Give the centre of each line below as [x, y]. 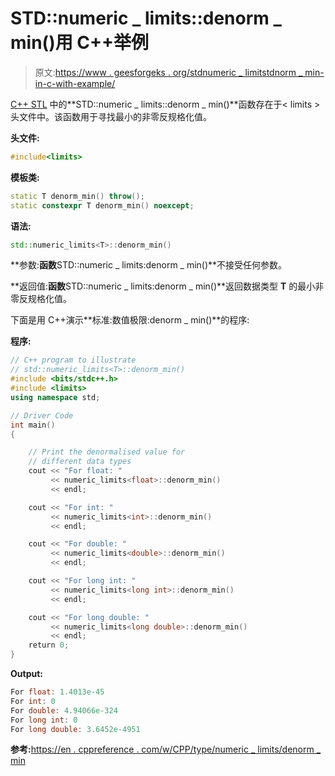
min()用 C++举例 [80, 43]
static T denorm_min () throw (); [77, 196]
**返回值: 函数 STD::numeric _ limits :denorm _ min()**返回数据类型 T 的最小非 [167, 286]
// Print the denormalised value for [107, 452]
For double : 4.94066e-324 [64, 710]
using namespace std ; [55, 397]
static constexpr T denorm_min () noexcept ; [102, 205]
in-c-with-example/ [75, 83]
